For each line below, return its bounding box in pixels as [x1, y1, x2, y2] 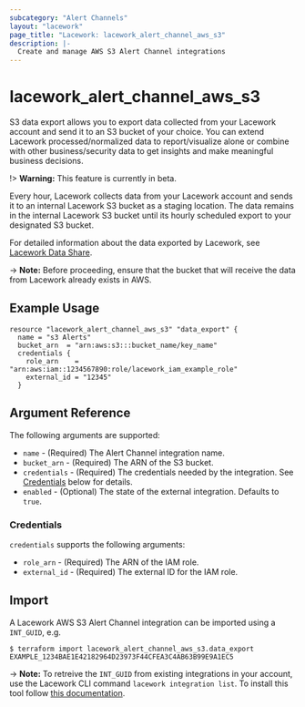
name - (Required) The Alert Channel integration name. [22, 447, 226, 458]
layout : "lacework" [9, 22, 84, 31]
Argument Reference [9, 405, 131, 421]
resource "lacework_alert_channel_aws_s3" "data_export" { [9, 324, 239, 333]
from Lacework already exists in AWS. [9, 274, 152, 285]
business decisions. [9, 156, 84, 167]
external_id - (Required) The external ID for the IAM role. [22, 566, 239, 577]
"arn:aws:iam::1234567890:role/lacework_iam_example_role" [9, 364, 239, 374]
